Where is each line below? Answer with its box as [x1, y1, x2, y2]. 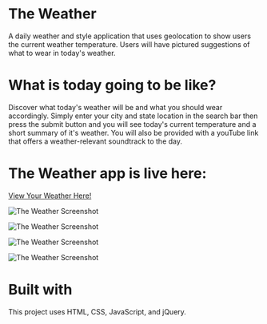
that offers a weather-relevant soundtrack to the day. [8, 136, 182, 146]
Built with [8, 281, 73, 298]
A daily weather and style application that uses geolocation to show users [8, 31, 252, 41]
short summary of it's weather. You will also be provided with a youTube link [8, 128, 259, 137]
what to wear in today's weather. [8, 48, 116, 57]
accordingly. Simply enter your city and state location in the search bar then [8, 111, 258, 121]
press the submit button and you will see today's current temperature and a [8, 119, 257, 128]
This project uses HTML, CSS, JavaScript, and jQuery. [8, 306, 186, 316]
